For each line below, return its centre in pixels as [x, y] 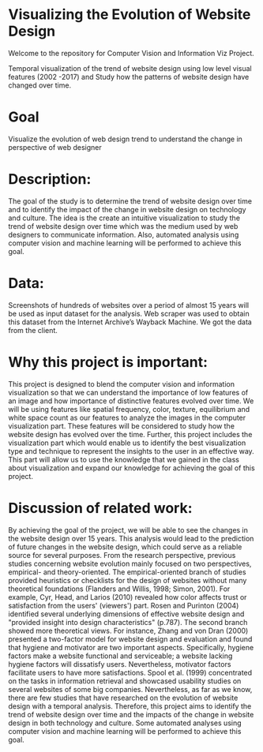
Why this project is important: [108, 362]
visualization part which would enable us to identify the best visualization [127, 443]
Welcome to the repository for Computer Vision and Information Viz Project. [131, 53]
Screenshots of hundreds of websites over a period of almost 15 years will [129, 305]
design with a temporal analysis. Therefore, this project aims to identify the [130, 706]
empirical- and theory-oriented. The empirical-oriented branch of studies [127, 572]
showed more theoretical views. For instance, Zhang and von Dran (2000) [128, 630]
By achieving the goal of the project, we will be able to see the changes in [128, 529]
